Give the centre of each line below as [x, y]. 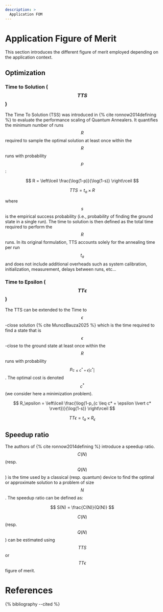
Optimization [25, 73]
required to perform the [29, 227]
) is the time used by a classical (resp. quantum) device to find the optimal [80, 477]
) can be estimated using [30, 540]
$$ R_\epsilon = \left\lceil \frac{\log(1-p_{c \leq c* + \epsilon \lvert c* [82, 403]
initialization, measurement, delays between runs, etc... [61, 269]
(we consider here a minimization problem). [49, 394]
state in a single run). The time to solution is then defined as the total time [79, 221]
